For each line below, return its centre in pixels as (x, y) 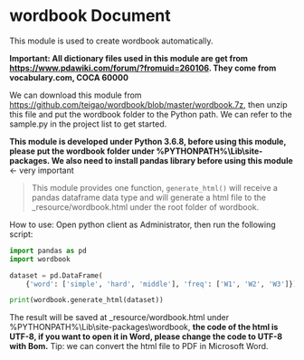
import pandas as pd (48, 251)
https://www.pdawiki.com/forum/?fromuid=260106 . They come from (143, 68)
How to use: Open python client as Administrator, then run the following (142, 224)
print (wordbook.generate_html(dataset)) (87, 300)
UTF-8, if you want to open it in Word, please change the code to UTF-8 (146, 336)
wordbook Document (90, 16)
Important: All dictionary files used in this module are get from (129, 58)
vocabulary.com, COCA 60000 (69, 77)
